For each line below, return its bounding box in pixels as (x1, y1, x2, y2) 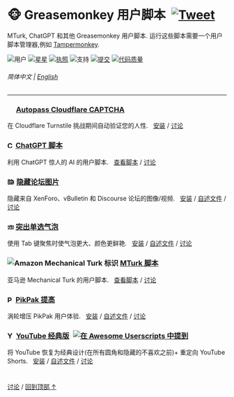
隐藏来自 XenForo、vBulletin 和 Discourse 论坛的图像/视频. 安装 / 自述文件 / (7, 194, 226, 203)
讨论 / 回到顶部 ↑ (7, 382, 57, 391)
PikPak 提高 (15, 294, 56, 304)
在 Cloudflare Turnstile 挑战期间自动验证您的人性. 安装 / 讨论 (7, 121, 184, 130)
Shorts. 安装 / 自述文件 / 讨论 (7, 357, 93, 366)
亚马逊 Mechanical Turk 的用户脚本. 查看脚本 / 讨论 (7, 276, 157, 284)
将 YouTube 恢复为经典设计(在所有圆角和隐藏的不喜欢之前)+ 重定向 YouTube (7, 348, 226, 357)
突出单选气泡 (15, 222, 59, 232)
